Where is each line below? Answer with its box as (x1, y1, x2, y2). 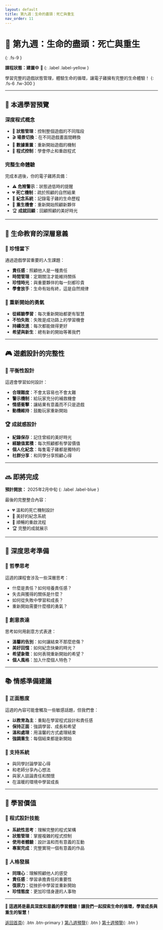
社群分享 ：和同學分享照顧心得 (12, 452, 72, 459)
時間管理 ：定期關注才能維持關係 (12, 273, 76, 279)
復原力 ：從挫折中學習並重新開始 (12, 882, 76, 888)
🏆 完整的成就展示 (12, 525, 49, 531)
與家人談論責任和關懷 (12, 773, 55, 779)
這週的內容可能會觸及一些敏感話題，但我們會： (5, 707, 98, 713)
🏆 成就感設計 (5, 421, 37, 428)
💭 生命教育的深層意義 (5, 229, 68, 238)
